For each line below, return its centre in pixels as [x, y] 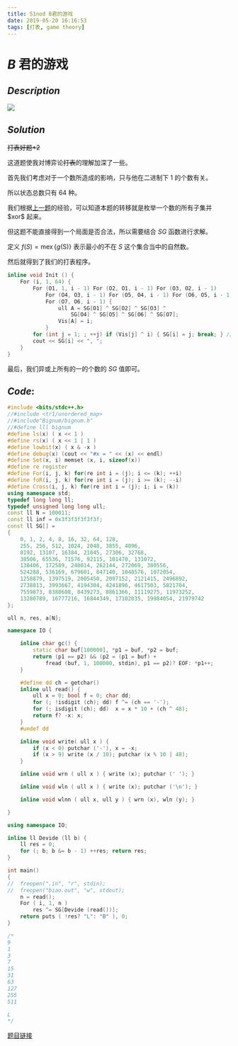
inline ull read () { [50, 689]
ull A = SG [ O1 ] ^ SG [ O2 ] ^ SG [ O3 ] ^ [112, 308]
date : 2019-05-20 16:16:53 [47, 21]
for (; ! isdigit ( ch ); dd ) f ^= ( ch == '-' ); [101, 703]
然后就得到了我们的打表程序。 [51, 262]
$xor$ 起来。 [26, 217]
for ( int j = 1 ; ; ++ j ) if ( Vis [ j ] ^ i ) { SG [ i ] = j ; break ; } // [133, 335]
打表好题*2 [24, 148]
